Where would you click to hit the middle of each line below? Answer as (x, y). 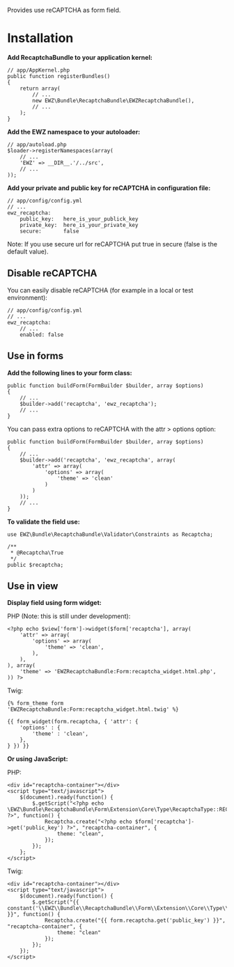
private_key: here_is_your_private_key (79, 225)
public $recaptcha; (36, 565)
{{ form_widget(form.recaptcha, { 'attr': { (73, 722)
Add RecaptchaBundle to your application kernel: (80, 57)
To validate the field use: (44, 521)
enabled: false (42, 335)
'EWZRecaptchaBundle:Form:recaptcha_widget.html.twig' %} (93, 709)
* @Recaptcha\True (37, 553)
